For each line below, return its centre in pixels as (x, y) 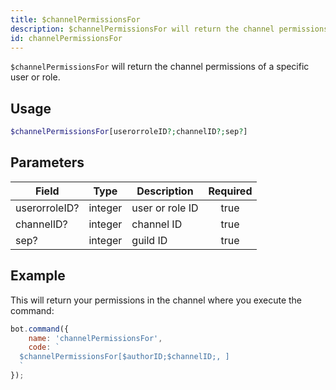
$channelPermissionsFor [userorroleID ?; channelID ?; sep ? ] (129, 132)
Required (230, 191)
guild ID (149, 240)
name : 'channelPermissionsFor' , (95, 338)
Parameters (47, 162)
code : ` (44, 347)
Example (38, 276)
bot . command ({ (40, 329)
